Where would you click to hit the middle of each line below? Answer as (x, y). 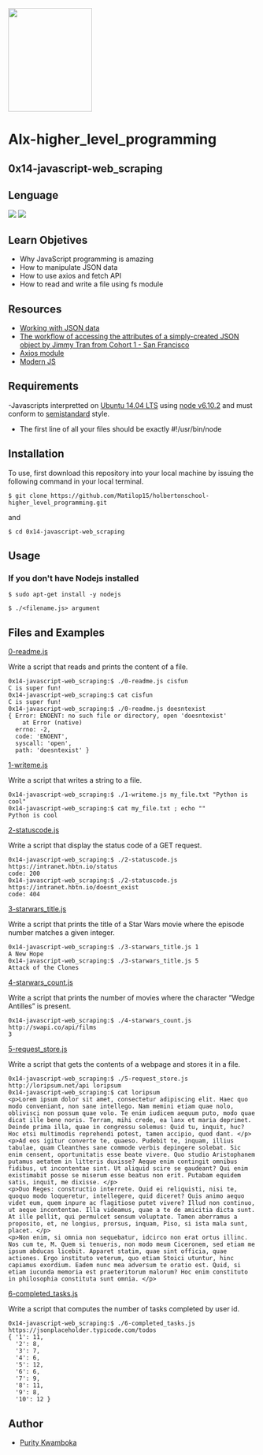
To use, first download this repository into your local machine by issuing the (131, 473)
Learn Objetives (48, 240)
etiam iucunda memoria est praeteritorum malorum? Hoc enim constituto (128, 1272)
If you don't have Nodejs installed (74, 578)
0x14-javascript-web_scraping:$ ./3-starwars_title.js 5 (104, 961)
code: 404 (24, 895)
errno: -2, (33, 730)
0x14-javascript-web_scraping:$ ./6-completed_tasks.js (102, 1324)
